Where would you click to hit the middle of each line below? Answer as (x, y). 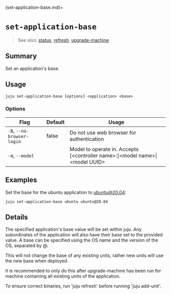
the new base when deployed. (37, 261)
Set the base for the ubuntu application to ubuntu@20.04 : (66, 192)
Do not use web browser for (103, 132)
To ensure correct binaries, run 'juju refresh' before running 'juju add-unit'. (83, 286)
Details (17, 217)
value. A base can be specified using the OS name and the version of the (82, 240)
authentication (87, 139)
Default (56, 122)
